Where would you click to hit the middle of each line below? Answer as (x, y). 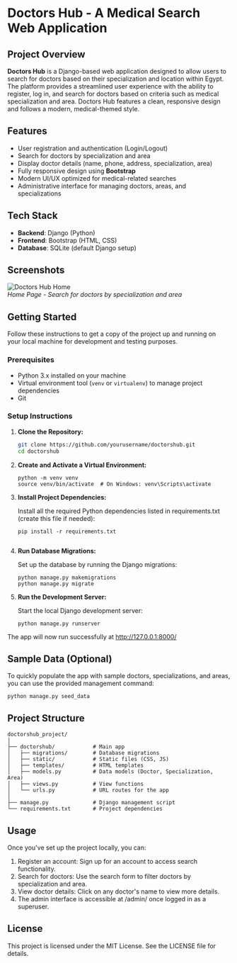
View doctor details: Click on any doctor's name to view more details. (118, 891)
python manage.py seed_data (49, 697)
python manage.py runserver (59, 624)
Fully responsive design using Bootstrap (76, 171)
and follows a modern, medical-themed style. (74, 109)
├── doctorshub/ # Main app (66, 747)
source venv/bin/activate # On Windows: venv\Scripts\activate (114, 484)
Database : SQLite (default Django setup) (77, 248)
